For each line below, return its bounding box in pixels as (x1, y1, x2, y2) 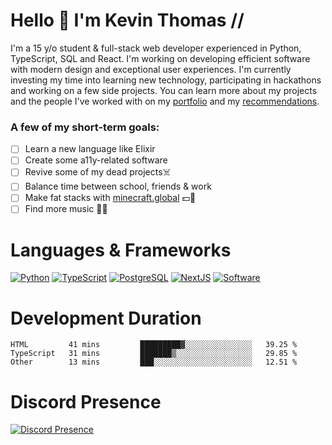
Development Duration (10, 307, 202, 329)
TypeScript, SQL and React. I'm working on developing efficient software (10, 52, 311, 64)
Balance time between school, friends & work (24, 180, 212, 193)
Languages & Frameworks (10, 239, 232, 261)
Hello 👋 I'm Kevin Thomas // (10, 9, 245, 32)
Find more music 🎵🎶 (24, 203, 108, 215)
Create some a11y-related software (24, 154, 168, 166)
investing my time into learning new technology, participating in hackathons (10, 74, 322, 86)
